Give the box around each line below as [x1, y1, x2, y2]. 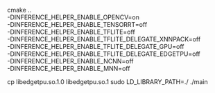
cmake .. [7, 6, 32, 14]
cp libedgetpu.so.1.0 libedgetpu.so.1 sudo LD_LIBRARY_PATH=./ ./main [7, 78, 208, 85]
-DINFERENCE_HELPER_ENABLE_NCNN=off [7, 57, 134, 65]
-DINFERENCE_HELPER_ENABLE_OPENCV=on [7, 13, 140, 21]
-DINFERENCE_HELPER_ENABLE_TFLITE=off [7, 28, 135, 36]
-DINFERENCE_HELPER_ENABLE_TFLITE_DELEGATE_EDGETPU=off [7, 50, 200, 58]
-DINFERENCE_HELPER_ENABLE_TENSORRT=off [7, 21, 148, 28]
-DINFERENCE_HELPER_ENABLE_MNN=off [7, 65, 130, 72]
